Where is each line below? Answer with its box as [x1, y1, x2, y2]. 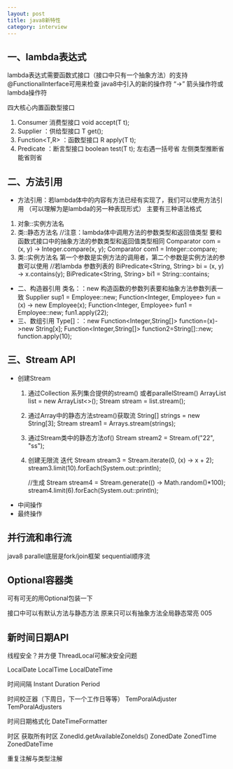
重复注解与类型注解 [7, 754, 63, 763]
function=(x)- [178, 317, 218, 325]
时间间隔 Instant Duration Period [7, 680, 100, 688]
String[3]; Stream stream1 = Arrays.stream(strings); [27, 418, 176, 428]
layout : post [7, 10, 45, 18]
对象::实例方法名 [17, 219, 64, 228]
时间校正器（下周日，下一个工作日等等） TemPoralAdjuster [7, 695, 177, 703]
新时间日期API [7, 632, 69, 644]
